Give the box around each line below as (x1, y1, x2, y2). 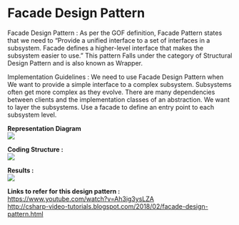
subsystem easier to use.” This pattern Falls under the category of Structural (7, 51, 233, 60)
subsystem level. (7, 110, 57, 119)
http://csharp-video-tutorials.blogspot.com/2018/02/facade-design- (7, 202, 208, 211)
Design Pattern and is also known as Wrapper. (7, 58, 143, 67)
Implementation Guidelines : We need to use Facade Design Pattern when (7, 73, 224, 81)
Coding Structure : (7, 145, 63, 154)
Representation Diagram (7, 124, 81, 132)
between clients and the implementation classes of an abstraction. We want (7, 95, 230, 104)
